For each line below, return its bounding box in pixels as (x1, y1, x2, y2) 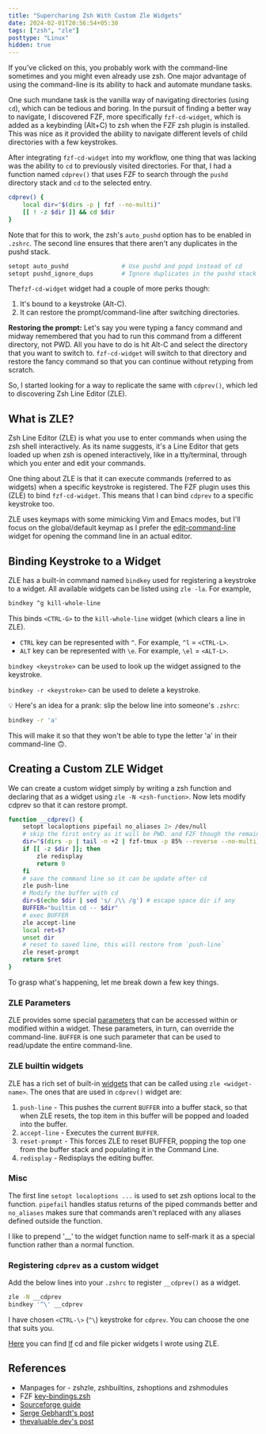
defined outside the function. (8, 1216, 103, 1225)
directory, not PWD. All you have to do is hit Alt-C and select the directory (8, 340, 248, 349)
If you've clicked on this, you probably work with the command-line (8, 63, 228, 72)
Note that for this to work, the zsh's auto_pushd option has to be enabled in (8, 229, 252, 239)
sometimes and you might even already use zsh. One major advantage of (8, 71, 247, 81)
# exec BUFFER (22, 911, 69, 919)
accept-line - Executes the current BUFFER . (19, 1128, 160, 1137)
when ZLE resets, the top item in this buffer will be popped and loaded (19, 1111, 249, 1120)
